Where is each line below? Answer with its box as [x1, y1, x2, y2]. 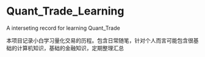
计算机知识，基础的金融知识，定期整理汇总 [16, 44, 124, 52]
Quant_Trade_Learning [6, 4, 124, 18]
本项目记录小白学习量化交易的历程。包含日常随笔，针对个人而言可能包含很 [6, 36, 193, 44]
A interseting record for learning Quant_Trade [6, 24, 120, 32]
